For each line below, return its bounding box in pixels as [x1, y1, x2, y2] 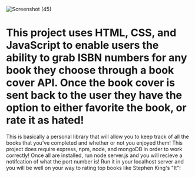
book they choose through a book [6, 64, 174, 77]
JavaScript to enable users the [6, 39, 159, 52]
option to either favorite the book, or [6, 101, 187, 115]
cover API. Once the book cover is [6, 76, 176, 89]
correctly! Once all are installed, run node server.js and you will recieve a [6, 152, 183, 159]
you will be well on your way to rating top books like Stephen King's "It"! [6, 164, 181, 171]
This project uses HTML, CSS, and [6, 26, 177, 39]
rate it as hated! [6, 113, 84, 127]
